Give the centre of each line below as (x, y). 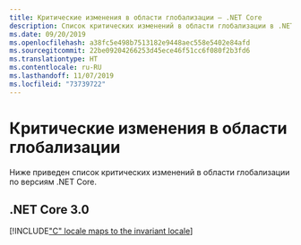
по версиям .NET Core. (53, 182)
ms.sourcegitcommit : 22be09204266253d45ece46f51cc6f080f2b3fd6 (130, 51)
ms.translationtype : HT (54, 59)
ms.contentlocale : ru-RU (56, 68)
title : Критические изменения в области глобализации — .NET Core (136, 17)
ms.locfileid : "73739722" (57, 84)
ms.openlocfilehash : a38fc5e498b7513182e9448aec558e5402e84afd (130, 42)
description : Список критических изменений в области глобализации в (142, 26)
